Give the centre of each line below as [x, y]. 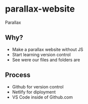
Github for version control [38, 87]
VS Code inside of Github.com [42, 97]
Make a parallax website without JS [48, 49]
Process [18, 75]
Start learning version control [41, 54]
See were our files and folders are [46, 60]
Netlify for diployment [34, 92]
